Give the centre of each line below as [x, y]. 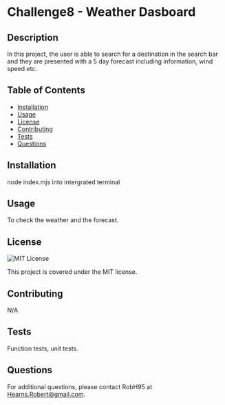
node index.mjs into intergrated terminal [64, 182]
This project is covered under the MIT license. [72, 272]
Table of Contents [46, 90]
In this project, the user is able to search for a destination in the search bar [113, 54]
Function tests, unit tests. [43, 348]
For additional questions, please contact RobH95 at [80, 386]
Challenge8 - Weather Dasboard [101, 12]
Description [33, 38]
